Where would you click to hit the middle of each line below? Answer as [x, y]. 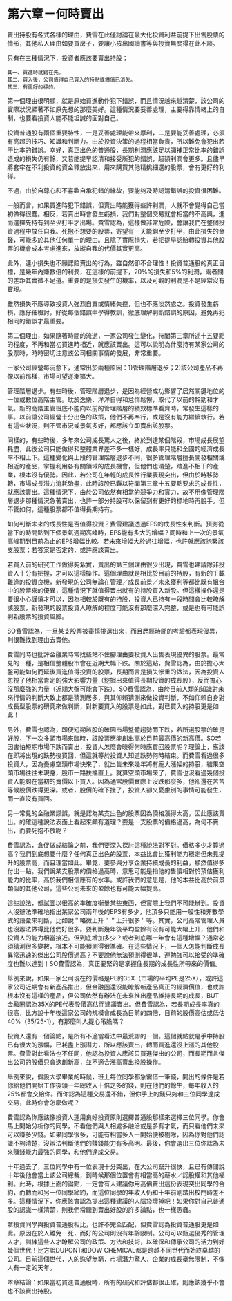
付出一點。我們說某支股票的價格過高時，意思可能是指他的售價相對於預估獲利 [116, 871]
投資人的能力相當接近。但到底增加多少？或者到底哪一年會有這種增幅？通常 [113, 938]
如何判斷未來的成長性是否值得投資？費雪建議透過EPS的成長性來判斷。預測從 [116, 524]
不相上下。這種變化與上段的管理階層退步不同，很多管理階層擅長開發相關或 [119, 457]
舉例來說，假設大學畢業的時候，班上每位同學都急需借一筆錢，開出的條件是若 [116, 1076]
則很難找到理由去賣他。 [40, 639]
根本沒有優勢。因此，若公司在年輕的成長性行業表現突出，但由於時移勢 [119, 475]
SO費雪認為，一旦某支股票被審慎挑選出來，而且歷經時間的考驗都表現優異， [114, 631]
